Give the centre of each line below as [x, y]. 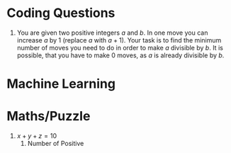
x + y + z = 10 [37, 136]
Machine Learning [61, 84]
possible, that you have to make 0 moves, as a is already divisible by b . [120, 55]
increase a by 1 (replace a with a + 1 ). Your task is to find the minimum [119, 40]
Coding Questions [61, 13]
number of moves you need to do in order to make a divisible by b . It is [120, 47]
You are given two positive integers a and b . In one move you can [112, 33]
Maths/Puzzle [49, 117]
